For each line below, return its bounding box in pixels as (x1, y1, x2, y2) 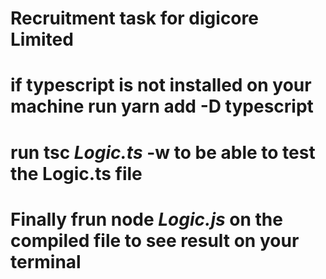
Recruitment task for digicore (10, 7, 259, 30)
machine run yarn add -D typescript (10, 95, 314, 118)
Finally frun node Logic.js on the (10, 208, 283, 231)
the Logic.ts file (10, 162, 143, 185)
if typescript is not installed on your (10, 74, 312, 97)
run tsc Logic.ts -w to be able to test (10, 141, 316, 164)
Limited (10, 28, 74, 51)
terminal (10, 250, 82, 273)
